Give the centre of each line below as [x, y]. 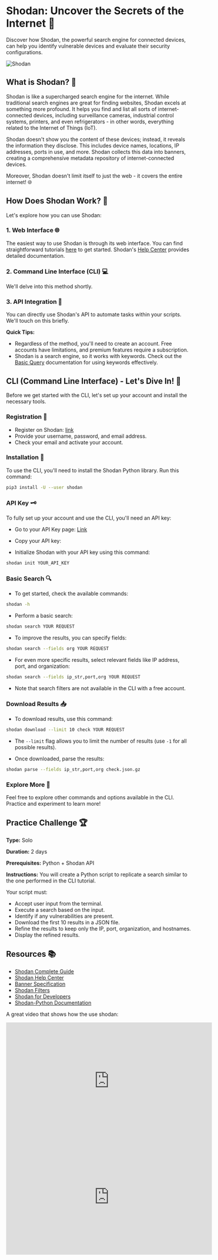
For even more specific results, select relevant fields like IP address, [97, 659]
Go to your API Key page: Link [51, 530]
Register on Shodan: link [44, 429]
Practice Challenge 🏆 [47, 823]
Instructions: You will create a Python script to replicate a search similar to [97, 874]
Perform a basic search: [44, 616]
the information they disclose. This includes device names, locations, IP [93, 145]
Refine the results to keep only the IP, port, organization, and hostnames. [103, 928]
